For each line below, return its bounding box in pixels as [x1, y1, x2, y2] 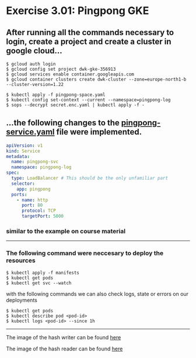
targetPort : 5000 [21, 214, 64, 219]
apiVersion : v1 [6, 142, 43, 149]
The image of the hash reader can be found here [6, 345, 123, 352]
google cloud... [6, 46, 62, 56]
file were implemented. [56, 127, 142, 137]
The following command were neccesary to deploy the [6, 249, 164, 257]
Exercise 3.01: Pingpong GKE [6, 4, 149, 18]
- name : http [16, 197, 48, 203]
